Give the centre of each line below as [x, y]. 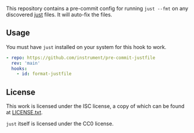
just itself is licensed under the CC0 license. [60, 124]
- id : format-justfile [44, 74]
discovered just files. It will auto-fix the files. [59, 15]
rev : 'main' [26, 63]
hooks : [19, 69]
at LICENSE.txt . [24, 113]
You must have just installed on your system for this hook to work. [86, 47]
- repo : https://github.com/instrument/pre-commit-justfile [81, 58]
